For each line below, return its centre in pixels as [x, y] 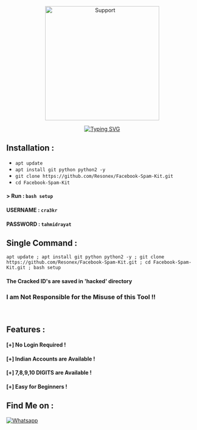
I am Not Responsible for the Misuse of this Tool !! [81, 297]
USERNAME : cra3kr [32, 210]
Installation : [30, 148]
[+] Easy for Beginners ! [37, 387]
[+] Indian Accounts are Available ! [51, 359]
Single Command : [42, 243]
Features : [26, 329]
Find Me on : [30, 406]
